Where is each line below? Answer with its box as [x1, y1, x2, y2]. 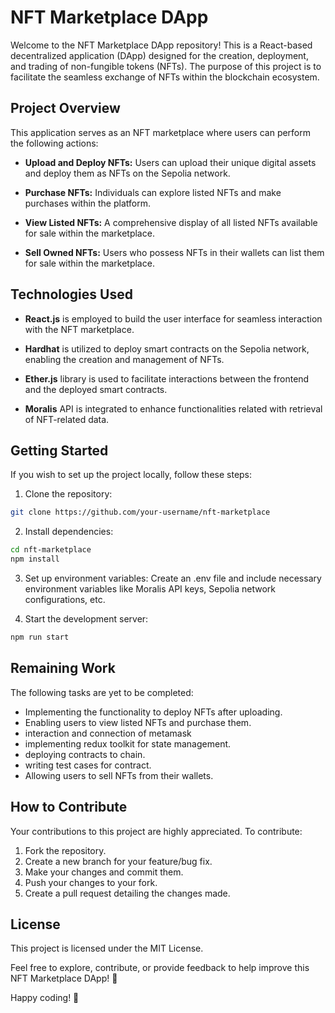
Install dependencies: [24, 526, 114, 538]
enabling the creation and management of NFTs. [24, 353, 225, 365]
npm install [10, 554, 60, 565]
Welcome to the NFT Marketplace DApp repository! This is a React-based [10, 39, 313, 51]
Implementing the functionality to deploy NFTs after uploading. [24, 706, 283, 718]
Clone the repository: [24, 488, 113, 500]
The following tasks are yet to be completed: [10, 686, 194, 698]
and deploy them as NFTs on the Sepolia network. [24, 167, 231, 179]
